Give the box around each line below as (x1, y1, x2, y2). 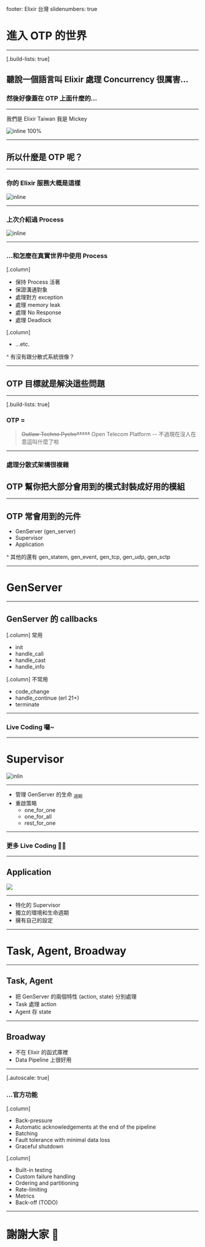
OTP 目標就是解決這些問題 (6, 378, 106, 389)
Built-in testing (15, 1166, 52, 1173)
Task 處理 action (15, 1000, 57, 1008)
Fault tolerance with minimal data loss (15, 1136, 110, 1143)
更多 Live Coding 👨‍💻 (6, 841, 67, 850)
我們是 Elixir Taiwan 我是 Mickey (6, 115, 87, 122)
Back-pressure (15, 1116, 53, 1124)
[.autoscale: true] (6, 1074, 50, 1082)
